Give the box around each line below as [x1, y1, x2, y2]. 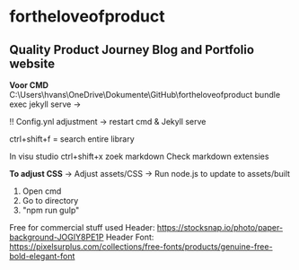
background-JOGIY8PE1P [9, 231, 104, 242]
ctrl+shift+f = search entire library [9, 134, 135, 144]
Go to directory [22, 196, 79, 205]
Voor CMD [9, 80, 49, 91]
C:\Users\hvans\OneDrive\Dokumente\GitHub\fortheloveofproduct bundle [9, 90, 281, 100]
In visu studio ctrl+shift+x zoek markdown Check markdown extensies [9, 151, 269, 161]
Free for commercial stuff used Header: [9, 222, 155, 232]
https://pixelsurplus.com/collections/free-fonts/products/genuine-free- [9, 241, 273, 252]
